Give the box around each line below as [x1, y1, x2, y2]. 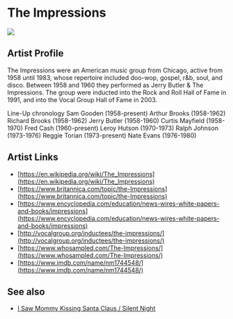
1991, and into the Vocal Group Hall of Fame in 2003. [7, 95, 158, 104]
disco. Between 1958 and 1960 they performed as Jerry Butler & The [7, 81, 204, 89]
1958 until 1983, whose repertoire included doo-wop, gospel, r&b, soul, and [7, 73, 223, 81]
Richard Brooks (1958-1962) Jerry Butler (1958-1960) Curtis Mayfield [7, 116, 205, 124]
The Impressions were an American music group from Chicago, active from [7, 66, 223, 74]
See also [7, 286, 45, 297]
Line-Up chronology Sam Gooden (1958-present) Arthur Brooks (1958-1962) [7, 109, 226, 117]
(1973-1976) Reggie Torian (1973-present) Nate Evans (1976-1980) [7, 131, 197, 140]
